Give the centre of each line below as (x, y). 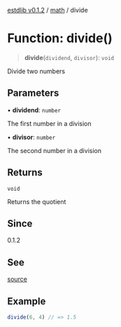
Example (27, 301)
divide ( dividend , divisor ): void (69, 57)
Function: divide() (60, 38)
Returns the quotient (37, 201)
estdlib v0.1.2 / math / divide (48, 10)
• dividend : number (34, 110)
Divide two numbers (36, 71)
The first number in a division (49, 123)
